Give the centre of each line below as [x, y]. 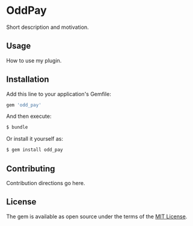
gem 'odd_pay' [24, 105]
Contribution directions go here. [46, 183]
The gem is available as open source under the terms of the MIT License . [97, 216]
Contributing [31, 169]
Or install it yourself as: [35, 139]
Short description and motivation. [47, 27]
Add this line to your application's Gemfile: [59, 94]
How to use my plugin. [34, 60]
